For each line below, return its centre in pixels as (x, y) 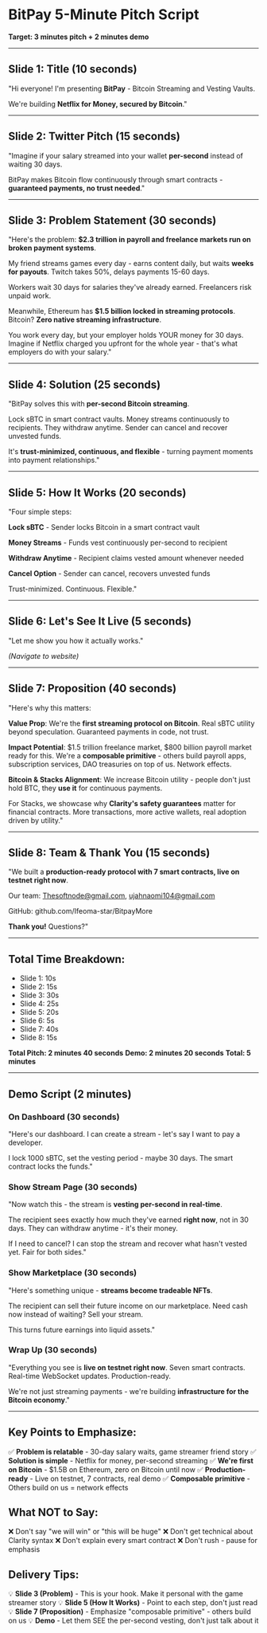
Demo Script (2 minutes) (70, 1094)
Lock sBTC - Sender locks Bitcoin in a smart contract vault (104, 527)
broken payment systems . (52, 248)
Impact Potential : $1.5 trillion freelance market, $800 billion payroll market (130, 747)
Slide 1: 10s (38, 978)
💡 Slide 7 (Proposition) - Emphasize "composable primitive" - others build (130, 1611)
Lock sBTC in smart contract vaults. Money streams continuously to (119, 419)
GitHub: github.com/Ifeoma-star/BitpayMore (81, 911)
